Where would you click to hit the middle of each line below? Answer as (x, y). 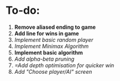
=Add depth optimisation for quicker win (64, 65)
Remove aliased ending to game (55, 27)
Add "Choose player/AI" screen (53, 71)
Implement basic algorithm (49, 52)
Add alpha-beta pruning (44, 59)
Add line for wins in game (46, 33)
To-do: (23, 10)
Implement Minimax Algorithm (52, 46)
